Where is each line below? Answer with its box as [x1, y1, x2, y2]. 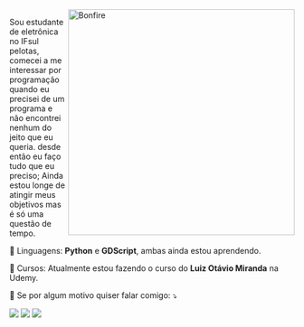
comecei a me [9, 55, 62, 66]
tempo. [9, 228, 36, 238]
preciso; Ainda [9, 171, 63, 181]
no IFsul [9, 36, 39, 46]
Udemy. [9, 273, 39, 283]
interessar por [9, 65, 62, 75]
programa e [9, 103, 52, 114]
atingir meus [9, 190, 56, 200]
